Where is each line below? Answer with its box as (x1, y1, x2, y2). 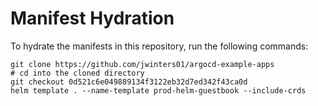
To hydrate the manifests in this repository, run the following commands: (10, 40, 309, 52)
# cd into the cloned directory (10, 68, 145, 78)
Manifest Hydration (10, 7, 175, 30)
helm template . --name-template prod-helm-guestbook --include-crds (10, 85, 307, 96)
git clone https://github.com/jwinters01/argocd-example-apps (10, 59, 275, 69)
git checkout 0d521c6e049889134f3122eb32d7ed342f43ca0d (10, 77, 248, 87)
